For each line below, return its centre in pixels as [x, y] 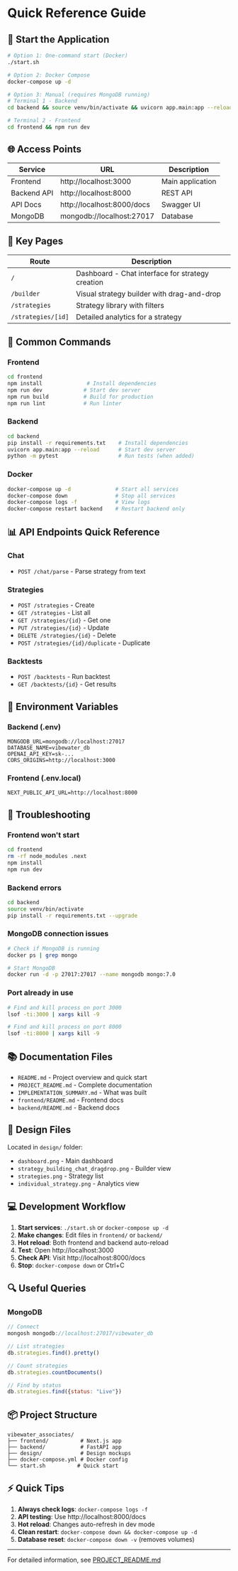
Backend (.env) [34, 726]
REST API [177, 193]
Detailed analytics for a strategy [129, 316]
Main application [189, 181]
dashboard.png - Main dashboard [65, 1161]
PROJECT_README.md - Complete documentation [85, 1085]
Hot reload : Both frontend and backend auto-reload [93, 1243]
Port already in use [40, 993]
